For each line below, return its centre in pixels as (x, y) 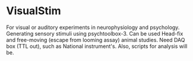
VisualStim (34, 11)
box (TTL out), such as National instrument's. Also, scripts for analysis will (97, 46)
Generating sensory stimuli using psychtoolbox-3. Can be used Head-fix (95, 33)
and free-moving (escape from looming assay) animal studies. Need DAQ (96, 40)
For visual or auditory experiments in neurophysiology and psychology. (93, 27)
